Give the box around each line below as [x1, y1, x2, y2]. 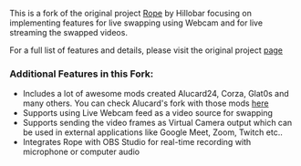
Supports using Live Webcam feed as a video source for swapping [22, 108, 274, 119]
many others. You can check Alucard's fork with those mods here [22, 98, 269, 109]
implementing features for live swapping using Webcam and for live [9, 17, 263, 28]
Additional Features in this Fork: [9, 67, 154, 80]
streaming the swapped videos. [9, 27, 128, 37]
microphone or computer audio [22, 146, 140, 158]
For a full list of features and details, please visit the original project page [9, 45, 283, 56]
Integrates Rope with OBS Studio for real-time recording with [22, 137, 252, 148]
